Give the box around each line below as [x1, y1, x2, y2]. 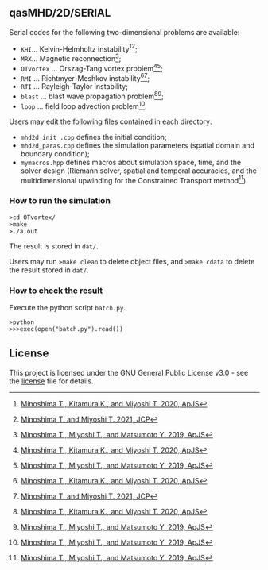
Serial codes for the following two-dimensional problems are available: [9, 27, 240, 37]
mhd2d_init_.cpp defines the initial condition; [20, 132, 167, 141]
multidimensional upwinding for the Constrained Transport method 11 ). [20, 174, 249, 185]
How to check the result [9, 285, 103, 296]
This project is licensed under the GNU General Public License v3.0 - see [9, 368, 249, 377]
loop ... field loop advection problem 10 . [20, 100, 148, 110]
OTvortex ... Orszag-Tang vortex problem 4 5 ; [20, 63, 164, 73]
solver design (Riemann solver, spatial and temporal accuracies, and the [20, 166, 257, 175]
